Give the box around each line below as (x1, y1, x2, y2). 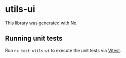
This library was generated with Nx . (5, 20, 78, 26)
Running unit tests (5, 34, 63, 43)
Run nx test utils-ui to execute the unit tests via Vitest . (5, 47, 121, 53)
